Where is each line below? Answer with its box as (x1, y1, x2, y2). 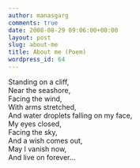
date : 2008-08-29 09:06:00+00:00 (8, 26, 119, 34)
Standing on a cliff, (8, 77, 70, 87)
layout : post (8, 33, 51, 42)
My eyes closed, (8, 119, 62, 129)
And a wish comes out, (8, 136, 83, 145)
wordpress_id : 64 (8, 56, 66, 64)
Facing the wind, (8, 94, 62, 103)
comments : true (8, 19, 59, 27)
